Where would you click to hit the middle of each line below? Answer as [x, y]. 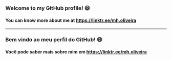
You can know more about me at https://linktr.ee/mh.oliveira [71, 20]
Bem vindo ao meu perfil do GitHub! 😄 [54, 40]
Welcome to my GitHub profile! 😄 [48, 8]
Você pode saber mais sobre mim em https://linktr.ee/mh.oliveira [76, 52]
